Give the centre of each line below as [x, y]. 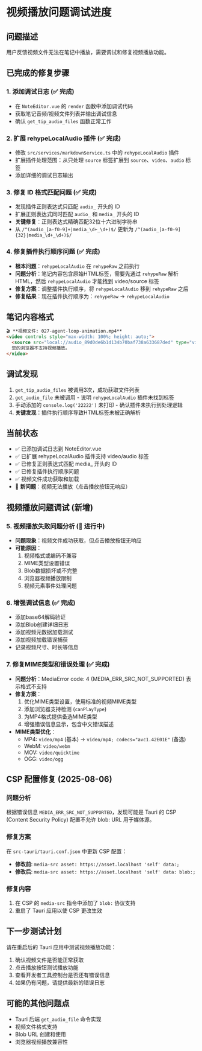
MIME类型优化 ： [35, 732]
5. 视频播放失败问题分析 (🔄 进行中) [56, 526]
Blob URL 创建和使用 [40, 1034]
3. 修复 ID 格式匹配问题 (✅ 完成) [52, 192]
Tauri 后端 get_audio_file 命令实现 [58, 1019]
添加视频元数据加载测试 [44, 632]
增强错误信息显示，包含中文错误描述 [69, 724]
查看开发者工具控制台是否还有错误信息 [62, 975]
